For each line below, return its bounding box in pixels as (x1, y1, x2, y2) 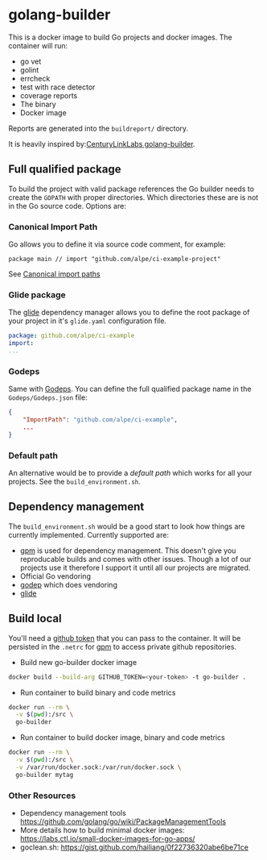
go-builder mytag (15, 771, 74, 779)
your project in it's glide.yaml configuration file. (8, 316, 167, 326)
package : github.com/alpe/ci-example (8, 332, 135, 340)
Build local (8, 612, 62, 625)
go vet (19, 56, 42, 66)
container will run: (8, 40, 68, 50)
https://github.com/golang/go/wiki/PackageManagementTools (19, 816, 227, 826)
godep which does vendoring (19, 580, 118, 589)
